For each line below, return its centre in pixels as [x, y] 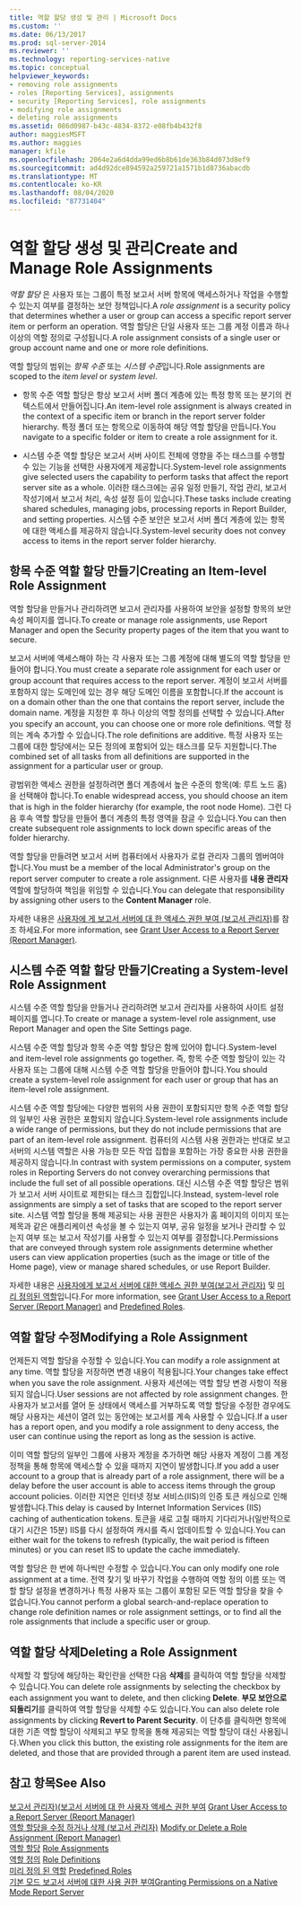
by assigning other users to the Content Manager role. [110, 900]
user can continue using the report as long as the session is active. [133, 1436]
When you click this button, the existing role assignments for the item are [153, 1743]
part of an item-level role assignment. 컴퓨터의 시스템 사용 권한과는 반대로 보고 [150, 1140]
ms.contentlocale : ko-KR [56, 185]
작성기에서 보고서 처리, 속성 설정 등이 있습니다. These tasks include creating [156, 499]
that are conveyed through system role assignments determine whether [141, 1248]
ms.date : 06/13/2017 [48, 34]
